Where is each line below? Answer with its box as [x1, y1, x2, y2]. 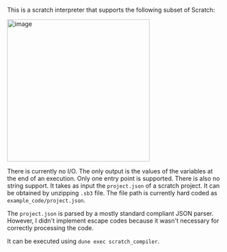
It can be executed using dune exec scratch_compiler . [7, 237, 160, 245]
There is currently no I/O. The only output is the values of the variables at [7, 167, 213, 175]
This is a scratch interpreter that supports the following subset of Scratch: [7, 6, 215, 14]
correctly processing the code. [7, 224, 94, 232]
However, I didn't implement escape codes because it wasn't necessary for [7, 216, 219, 225]
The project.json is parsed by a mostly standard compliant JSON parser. [7, 210, 214, 217]
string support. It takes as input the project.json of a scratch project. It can [7, 182, 220, 190]
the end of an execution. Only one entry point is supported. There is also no [7, 174, 220, 182]
